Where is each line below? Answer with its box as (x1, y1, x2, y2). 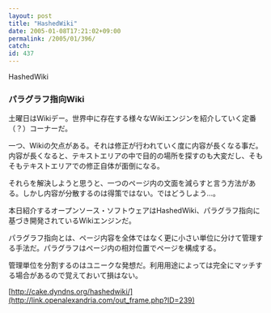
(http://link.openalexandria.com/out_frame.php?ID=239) (8, 295, 196, 305)
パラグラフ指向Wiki (8, 93, 85, 105)
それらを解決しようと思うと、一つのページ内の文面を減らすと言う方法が (8, 178, 249, 188)
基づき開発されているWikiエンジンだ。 (8, 216, 136, 225)
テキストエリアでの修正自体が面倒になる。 (22, 161, 164, 171)
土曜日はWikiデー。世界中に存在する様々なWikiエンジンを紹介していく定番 (8, 114, 256, 123)
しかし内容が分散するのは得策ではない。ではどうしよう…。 (22, 188, 221, 199)
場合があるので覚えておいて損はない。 (15, 271, 143, 281)
